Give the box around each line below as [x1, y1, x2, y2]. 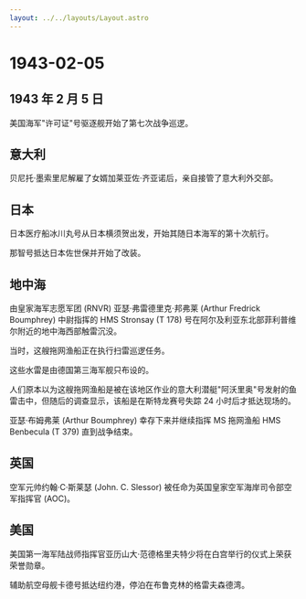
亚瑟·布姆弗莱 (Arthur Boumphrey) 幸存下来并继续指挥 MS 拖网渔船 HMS [9, 415, 281, 426]
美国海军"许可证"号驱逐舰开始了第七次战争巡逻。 [9, 117, 194, 128]
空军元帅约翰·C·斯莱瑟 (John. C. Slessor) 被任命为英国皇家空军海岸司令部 [9, 481, 285, 492]
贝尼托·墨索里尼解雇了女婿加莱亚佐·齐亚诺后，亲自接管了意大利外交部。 [9, 173, 279, 184]
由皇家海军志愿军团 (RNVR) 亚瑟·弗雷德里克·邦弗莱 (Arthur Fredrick [9, 303, 261, 314]
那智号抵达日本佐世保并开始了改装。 [9, 248, 146, 259]
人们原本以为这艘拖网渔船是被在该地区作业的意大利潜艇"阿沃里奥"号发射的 [9, 384, 290, 395]
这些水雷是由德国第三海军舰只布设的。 [9, 365, 153, 376]
